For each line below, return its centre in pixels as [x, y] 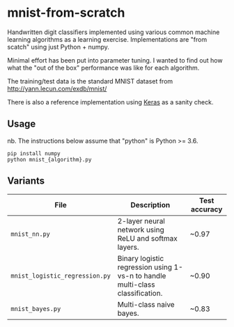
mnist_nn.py [31, 234]
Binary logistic [141, 258]
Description [150, 205]
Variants [26, 181]
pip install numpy [34, 153]
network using [141, 230]
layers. [128, 247]
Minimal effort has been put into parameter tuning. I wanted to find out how [115, 60]
